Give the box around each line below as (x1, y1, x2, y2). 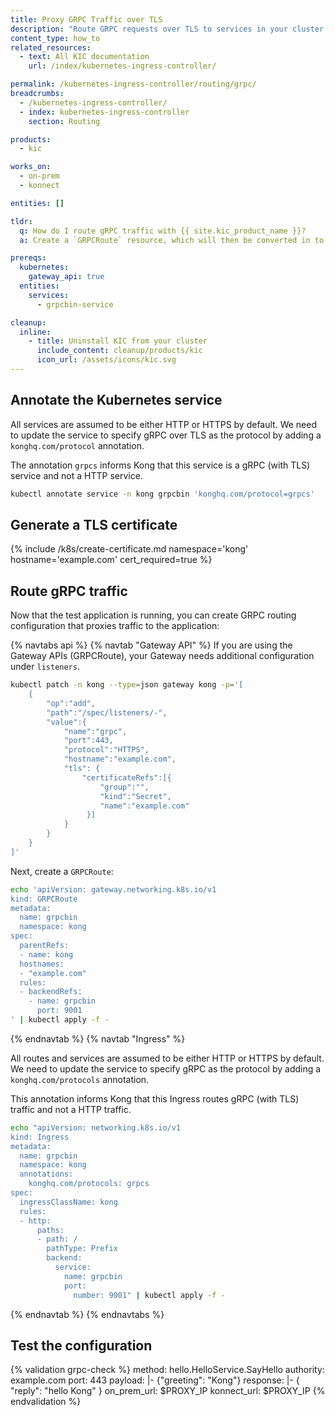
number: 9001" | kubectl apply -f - (73, 1290, 226, 1300)
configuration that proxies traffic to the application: (10, 620, 220, 632)
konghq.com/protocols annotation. (10, 1073, 150, 1085)
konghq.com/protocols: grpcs (28, 1179, 150, 1189)
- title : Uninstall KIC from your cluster (28, 336, 208, 346)
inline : (19, 327, 52, 337)
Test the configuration (10, 1337, 153, 1354)
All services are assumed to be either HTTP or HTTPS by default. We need (10, 418, 317, 430)
